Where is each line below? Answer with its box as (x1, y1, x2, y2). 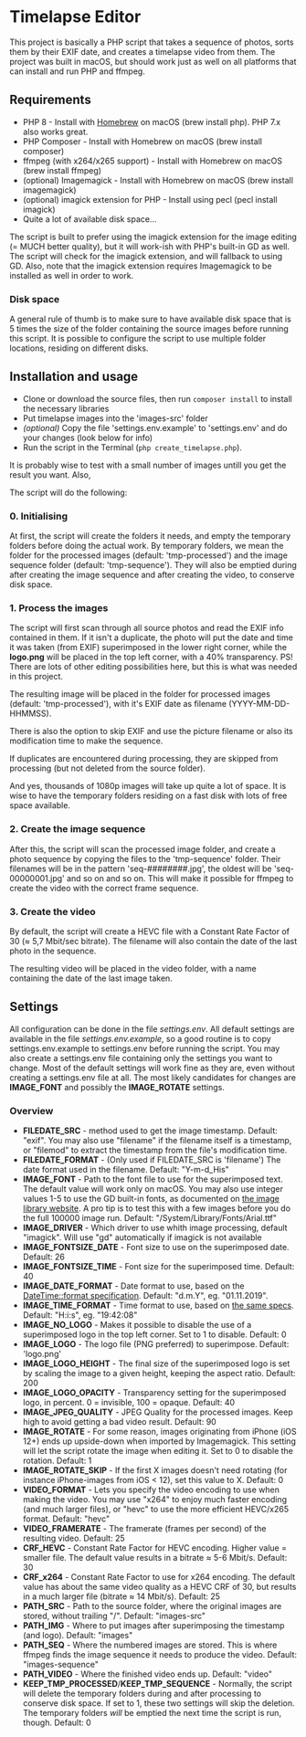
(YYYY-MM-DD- (227, 699, 290, 710)
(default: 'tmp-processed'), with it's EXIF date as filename (9, 699, 227, 710)
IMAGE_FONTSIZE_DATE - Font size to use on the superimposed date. (22, 1242, 290, 1253)
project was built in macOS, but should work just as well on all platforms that (9, 56, 297, 67)
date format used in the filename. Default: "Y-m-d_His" (22, 1164, 230, 1175)
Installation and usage (9, 369, 139, 384)
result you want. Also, (9, 468, 91, 480)
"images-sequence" (22, 1659, 99, 1670)
